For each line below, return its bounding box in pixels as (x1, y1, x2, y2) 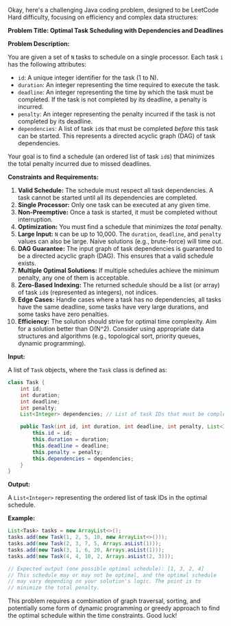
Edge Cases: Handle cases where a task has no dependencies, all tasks (17, 296, 221, 304)
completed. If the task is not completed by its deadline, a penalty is (17, 95, 208, 104)
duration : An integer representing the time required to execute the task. (17, 81, 220, 88)
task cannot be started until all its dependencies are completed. (17, 193, 198, 202)
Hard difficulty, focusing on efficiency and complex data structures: (8, 13, 198, 21)
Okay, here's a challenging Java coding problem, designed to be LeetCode (8, 6, 219, 14)
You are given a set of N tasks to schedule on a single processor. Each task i (8, 53, 223, 61)
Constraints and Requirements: (8, 173, 99, 181)
